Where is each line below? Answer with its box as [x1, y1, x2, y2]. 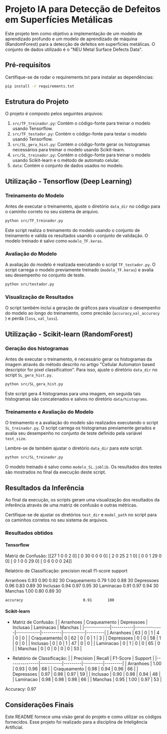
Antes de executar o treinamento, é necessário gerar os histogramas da [5, 356, 152, 362]
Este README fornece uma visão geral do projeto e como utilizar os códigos [5, 714, 162, 720]
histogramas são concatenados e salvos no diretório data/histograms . [5, 396, 148, 402]
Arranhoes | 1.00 [127, 661, 162, 667]
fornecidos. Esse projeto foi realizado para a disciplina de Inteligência [5, 719, 148, 725]
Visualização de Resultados [5, 294, 74, 301]
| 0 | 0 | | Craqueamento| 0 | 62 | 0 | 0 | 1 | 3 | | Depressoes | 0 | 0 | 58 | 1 [12, 635, 162, 641]
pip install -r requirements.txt [5, 84, 75, 89]
